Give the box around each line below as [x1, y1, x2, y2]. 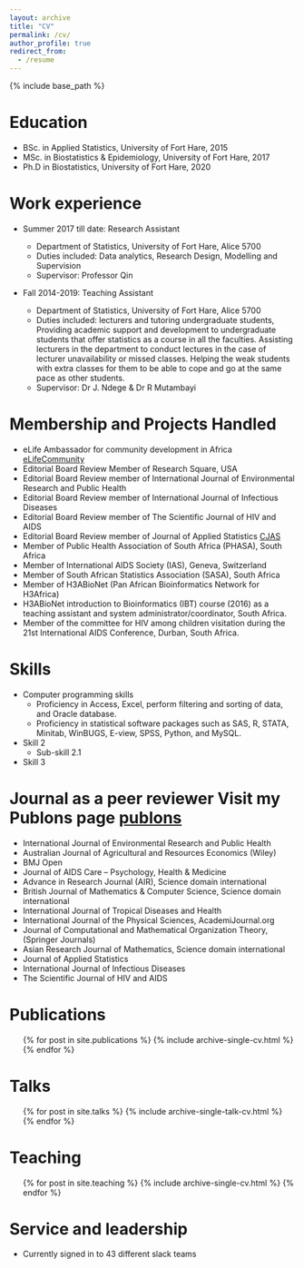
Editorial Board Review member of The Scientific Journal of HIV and [22, 511, 277, 522]
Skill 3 [22, 756, 46, 767]
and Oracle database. [35, 708, 117, 719]
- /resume [17, 55, 54, 64]
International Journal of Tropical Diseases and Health [22, 905, 222, 916]
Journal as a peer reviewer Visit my [9, 788, 281, 809]
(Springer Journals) [22, 934, 96, 945]
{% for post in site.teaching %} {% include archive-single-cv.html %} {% [22, 1177, 295, 1188]
